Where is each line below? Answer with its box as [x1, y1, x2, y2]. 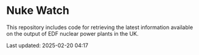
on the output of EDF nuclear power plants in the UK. [6, 30, 139, 37]
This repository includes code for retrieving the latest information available [6, 24, 194, 31]
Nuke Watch [6, 4, 70, 18]
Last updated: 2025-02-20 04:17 [6, 42, 88, 49]
